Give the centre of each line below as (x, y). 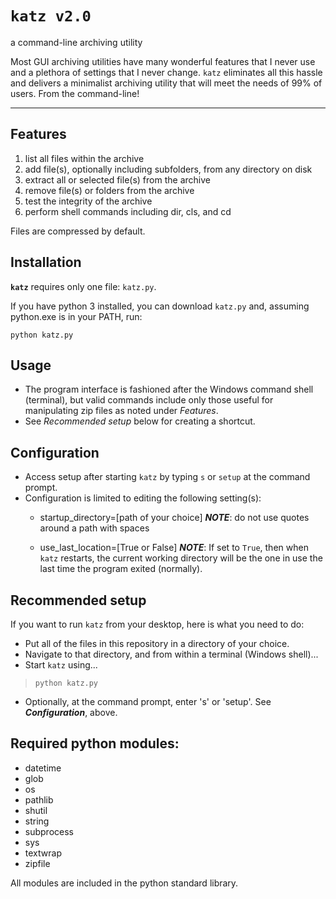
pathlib (39, 799)
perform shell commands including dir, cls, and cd (128, 211)
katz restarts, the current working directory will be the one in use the (181, 558)
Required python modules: (95, 743)
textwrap (43, 853)
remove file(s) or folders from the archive (109, 190)
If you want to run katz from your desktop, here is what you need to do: (157, 624)
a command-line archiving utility (76, 42)
